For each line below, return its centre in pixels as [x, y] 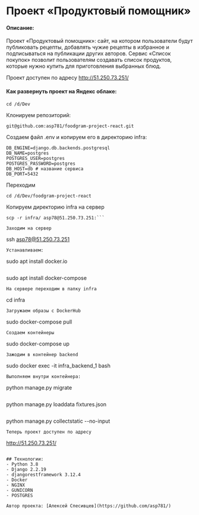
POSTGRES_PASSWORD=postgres [41, 164]
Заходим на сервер [29, 228]
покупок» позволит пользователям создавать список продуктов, [89, 60]
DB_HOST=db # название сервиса [45, 169]
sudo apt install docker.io [37, 261]
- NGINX [16, 485]
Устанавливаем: [25, 250]
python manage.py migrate [39, 387]
